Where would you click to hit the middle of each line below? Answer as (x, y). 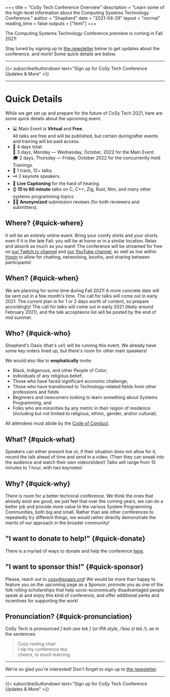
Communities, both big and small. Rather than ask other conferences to (79, 512)
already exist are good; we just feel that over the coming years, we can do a (84, 501)
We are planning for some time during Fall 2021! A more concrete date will (82, 290)
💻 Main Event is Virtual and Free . (48, 128)
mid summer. (19, 317)
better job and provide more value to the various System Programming (79, 507)
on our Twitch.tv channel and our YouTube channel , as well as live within (81, 251)
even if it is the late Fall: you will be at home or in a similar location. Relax (81, 241)
